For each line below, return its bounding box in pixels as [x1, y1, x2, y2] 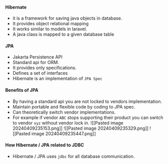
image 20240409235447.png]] [31, 130, 96, 136]
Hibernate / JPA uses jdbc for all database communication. [12, 153, 135, 159]
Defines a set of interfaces [12, 70, 68, 76]
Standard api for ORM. [12, 60, 60, 66]
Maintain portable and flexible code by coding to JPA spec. [12, 103, 136, 110]
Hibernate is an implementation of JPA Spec [12, 76, 102, 82]
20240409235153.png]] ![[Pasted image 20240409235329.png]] [12, 125, 149, 131]
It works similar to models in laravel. [12, 26, 87, 32]
